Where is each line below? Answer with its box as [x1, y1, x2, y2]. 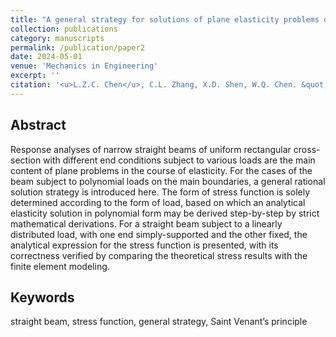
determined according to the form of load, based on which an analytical [10, 196, 306, 208]
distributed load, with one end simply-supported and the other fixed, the [10, 228, 308, 240]
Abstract [10, 117, 67, 134]
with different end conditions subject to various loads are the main [43, 154, 316, 166]
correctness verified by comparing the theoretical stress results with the [10, 249, 308, 261]
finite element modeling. [10, 260, 110, 272]
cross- [293, 143, 321, 155]
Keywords [10, 289, 75, 306]
